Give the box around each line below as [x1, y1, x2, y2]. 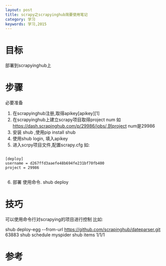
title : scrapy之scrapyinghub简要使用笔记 [5, 12, 88, 17]
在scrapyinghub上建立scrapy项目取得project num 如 [12, 117, 121, 123]
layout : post [5, 7, 33, 13]
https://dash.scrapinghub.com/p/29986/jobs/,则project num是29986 [12, 123, 155, 129]
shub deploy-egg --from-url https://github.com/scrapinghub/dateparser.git [5, 227, 161, 233]
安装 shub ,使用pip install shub [12, 129, 76, 135]
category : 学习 [5, 17, 36, 22]
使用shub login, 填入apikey [12, 136, 68, 142]
